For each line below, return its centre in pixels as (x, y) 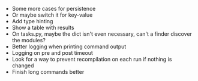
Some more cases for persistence (54, 9)
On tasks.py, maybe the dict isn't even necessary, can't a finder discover (102, 34)
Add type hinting (32, 21)
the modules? (29, 40)
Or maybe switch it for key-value (52, 15)
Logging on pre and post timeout (52, 53)
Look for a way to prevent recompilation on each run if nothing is (92, 59)
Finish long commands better (48, 72)
